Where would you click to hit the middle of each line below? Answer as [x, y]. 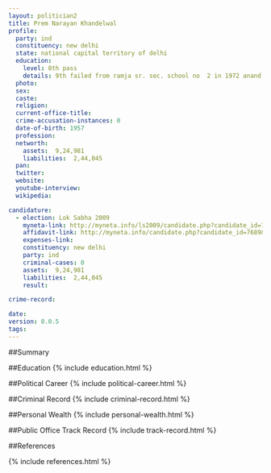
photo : [27, 83]
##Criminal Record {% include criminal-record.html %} [100, 399]
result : [35, 285]
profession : [36, 135]
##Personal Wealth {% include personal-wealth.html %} [102, 414]
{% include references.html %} [60, 461]
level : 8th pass [50, 68]
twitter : [30, 173]
